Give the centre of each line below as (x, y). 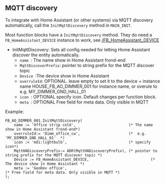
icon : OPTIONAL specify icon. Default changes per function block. (88, 97)
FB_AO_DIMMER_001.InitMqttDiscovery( (44, 120)
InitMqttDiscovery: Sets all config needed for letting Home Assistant (81, 49)
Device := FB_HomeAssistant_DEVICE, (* (84, 159)
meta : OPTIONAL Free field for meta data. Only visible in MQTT (84, 102)
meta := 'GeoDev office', (41, 168)
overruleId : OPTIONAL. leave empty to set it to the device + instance (90, 81)
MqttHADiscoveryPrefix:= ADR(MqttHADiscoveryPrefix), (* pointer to (86, 151)
